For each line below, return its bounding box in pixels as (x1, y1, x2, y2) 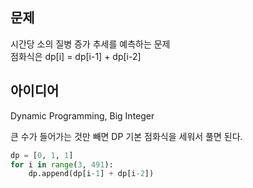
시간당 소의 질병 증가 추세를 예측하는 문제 (10, 38, 171, 50)
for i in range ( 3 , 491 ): (10, 159, 114, 170)
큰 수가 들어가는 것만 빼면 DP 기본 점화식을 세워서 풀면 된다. (10, 130, 243, 142)
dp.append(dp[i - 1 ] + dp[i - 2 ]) (28, 169, 155, 179)
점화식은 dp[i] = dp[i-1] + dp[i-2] (10, 50, 142, 62)
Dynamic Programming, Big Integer (10, 109, 155, 122)
